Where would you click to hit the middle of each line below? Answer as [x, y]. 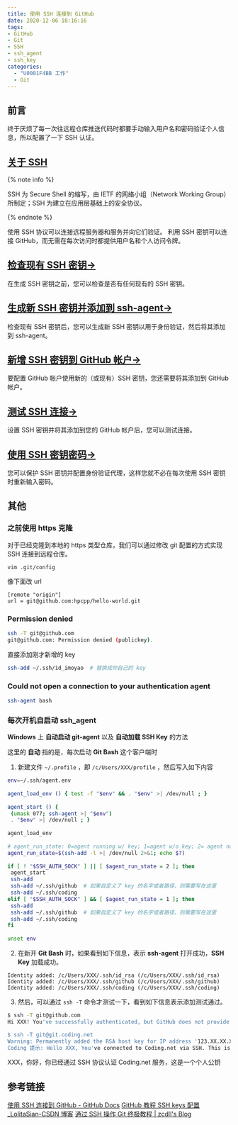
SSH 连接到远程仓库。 [40, 554]
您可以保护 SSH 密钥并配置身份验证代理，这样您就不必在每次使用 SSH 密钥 [117, 473]
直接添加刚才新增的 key [41, 654]
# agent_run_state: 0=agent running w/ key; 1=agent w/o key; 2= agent [115, 846]
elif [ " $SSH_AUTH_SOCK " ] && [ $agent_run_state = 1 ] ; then [101, 899]
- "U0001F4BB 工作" [41, 73]
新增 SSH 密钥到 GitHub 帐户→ [74, 360]
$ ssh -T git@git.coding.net [50, 1035]
